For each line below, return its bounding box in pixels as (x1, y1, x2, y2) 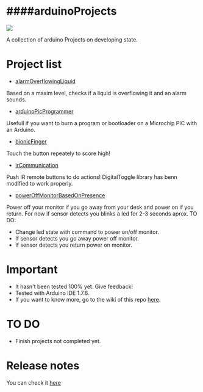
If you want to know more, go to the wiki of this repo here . (15, 296, 161, 303)
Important (6, 263, 58, 277)
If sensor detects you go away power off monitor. (15, 234, 139, 242)
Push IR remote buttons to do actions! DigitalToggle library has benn (6, 173, 178, 181)
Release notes (6, 358, 80, 372)
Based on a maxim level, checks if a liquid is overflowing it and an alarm (6, 89, 187, 96)
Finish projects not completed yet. (15, 337, 101, 344)
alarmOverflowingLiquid (15, 78, 76, 85)
